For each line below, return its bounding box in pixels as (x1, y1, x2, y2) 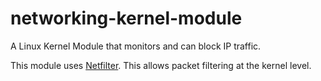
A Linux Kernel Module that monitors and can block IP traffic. (10, 40, 262, 52)
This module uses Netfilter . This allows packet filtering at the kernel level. (10, 59, 312, 71)
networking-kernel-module (10, 7, 243, 30)
